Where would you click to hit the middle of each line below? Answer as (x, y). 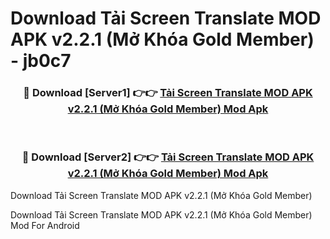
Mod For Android (45, 225)
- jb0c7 (41, 61)
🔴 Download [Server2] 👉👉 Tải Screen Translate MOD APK (168, 157)
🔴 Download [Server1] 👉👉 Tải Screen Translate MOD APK (168, 93)
